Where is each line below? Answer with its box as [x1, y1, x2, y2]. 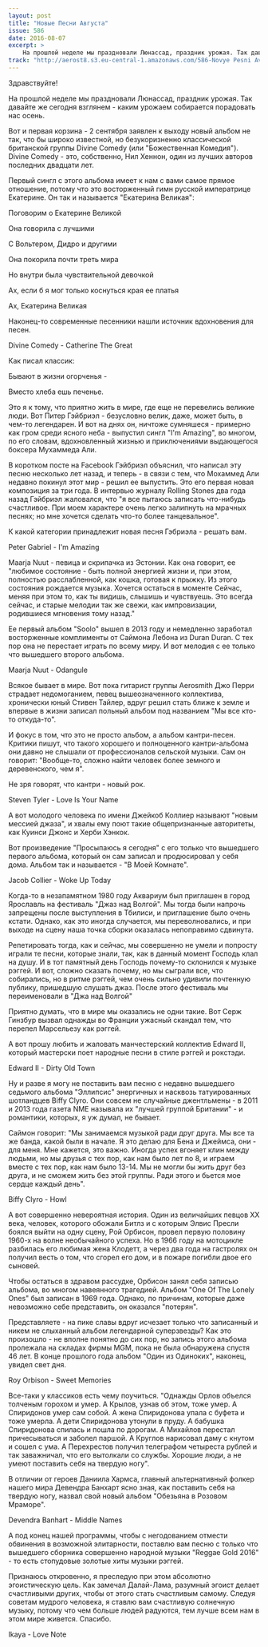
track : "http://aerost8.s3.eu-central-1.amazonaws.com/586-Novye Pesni [8, 57, 251, 65]
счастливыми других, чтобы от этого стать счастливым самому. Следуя [8, 1588, 256, 1598]
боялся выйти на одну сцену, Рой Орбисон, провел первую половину [8, 1227, 246, 1236]
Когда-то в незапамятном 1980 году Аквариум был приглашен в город [8, 890, 250, 900]
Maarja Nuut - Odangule [8, 665, 88, 674]
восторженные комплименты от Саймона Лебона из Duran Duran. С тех [8, 632, 254, 642]
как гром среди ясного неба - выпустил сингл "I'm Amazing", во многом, [8, 428, 257, 437]
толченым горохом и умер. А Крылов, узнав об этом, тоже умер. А [8, 1399, 238, 1409]
